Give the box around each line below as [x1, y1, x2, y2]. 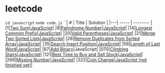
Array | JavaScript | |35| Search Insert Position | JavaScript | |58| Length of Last [5, 40, 160, 46]
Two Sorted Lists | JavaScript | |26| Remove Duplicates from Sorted [5, 35, 140, 41]
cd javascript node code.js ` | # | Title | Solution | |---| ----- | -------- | [5, 19, 152, 25]
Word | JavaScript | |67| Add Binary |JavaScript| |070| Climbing [5, 46, 128, 52]
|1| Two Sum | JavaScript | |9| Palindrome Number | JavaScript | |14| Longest [5, 24, 152, 30]
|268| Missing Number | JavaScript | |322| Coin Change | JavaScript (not [5, 56, 147, 62]
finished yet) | [5, 62, 32, 68]
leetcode [5, 3, 42, 14]
